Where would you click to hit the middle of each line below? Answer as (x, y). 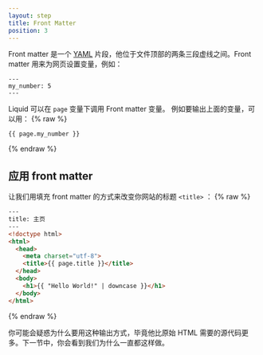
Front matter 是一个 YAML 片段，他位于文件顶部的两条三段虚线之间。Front (130, 54)
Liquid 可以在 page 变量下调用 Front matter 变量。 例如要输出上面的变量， (128, 109)
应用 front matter (51, 176)
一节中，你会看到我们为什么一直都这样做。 (99, 342)
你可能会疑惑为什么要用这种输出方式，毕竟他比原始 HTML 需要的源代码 (125, 333)
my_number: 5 (30, 86)
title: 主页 (27, 219)
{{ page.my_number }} (44, 134)
